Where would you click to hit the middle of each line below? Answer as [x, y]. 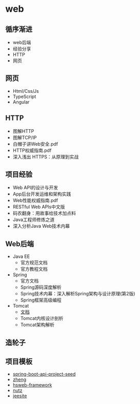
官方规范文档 [34, 262]
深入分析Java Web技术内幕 [41, 226]
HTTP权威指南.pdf [32, 150]
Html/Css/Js [26, 91]
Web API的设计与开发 [35, 188]
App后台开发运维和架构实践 [42, 194]
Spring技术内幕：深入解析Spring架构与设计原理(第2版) [78, 294]
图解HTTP [23, 131]
